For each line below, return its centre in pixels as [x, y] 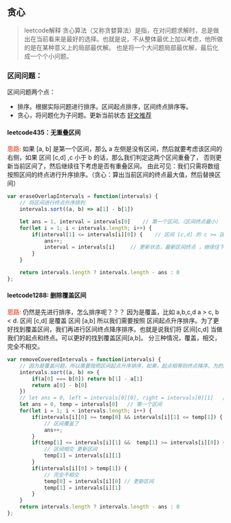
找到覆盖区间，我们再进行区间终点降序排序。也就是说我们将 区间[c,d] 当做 [118, 329]
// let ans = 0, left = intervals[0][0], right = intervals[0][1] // [124, 398]
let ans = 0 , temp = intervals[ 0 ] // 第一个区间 [91, 404]
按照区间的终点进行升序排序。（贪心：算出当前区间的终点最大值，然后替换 [111, 175]
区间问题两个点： [31, 92]
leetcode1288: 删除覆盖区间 [47, 296]
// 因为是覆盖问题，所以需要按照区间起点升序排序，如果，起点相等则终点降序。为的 [121, 366]
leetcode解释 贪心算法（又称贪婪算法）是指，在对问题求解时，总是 [119, 30]
